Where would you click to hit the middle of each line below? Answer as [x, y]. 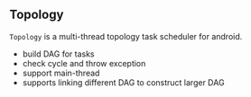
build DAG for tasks [58, 54]
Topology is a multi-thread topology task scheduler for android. [126, 36]
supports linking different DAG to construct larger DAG [123, 82]
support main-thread [61, 73]
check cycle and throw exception [84, 63]
